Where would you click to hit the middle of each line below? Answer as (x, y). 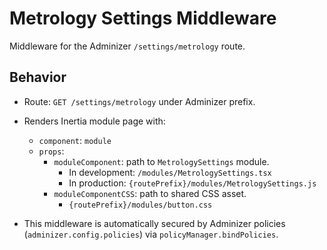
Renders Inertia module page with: (94, 121)
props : (51, 151)
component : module (75, 140)
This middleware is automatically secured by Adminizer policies (154, 223)
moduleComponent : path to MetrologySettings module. (161, 161)
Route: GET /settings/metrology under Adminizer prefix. (139, 101)
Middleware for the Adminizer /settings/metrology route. (127, 46)
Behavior (38, 77)
